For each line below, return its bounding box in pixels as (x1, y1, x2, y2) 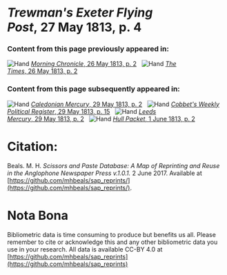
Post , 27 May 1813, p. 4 (7, 19, 142, 35)
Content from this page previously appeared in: (7, 44, 169, 54)
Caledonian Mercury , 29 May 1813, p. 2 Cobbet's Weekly (30, 100, 219, 108)
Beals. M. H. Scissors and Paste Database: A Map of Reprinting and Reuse (7, 161, 220, 170)
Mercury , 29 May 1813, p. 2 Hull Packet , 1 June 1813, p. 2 (7, 114, 195, 123)
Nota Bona (7, 207, 69, 223)
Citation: (7, 139, 58, 154)
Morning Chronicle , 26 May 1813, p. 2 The (30, 60, 177, 68)
